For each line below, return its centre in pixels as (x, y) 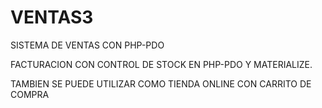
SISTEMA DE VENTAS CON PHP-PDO (87, 45)
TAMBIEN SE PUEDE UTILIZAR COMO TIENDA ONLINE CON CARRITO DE (161, 83)
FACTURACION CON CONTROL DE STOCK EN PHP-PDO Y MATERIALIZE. (161, 64)
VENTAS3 (52, 17)
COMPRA (30, 94)
